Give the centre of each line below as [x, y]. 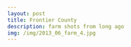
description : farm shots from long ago [66, 26]
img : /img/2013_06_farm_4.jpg [52, 33]
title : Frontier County [42, 20]
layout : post [26, 13]
